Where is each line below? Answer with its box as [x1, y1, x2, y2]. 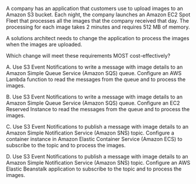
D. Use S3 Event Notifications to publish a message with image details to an [6, 153, 188, 160]
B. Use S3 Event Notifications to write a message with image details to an [6, 93, 183, 100]
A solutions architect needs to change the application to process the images [6, 35, 190, 41]
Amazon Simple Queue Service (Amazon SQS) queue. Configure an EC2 [6, 100, 180, 107]
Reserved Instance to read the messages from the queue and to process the [6, 106, 190, 112]
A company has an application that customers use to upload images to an [6, 5, 183, 12]
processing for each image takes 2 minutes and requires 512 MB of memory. [6, 23, 190, 30]
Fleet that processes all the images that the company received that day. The [6, 17, 189, 24]
